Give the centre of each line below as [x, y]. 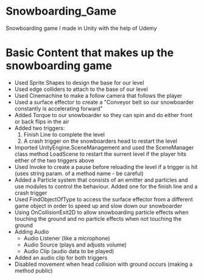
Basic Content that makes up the [90, 53]
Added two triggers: [40, 128]
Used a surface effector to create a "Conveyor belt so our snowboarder [104, 102]
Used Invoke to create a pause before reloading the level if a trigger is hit [106, 167]
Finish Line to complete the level [64, 134]
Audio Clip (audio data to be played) [69, 251]
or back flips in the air [42, 121]
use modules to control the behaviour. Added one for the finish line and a [106, 186]
